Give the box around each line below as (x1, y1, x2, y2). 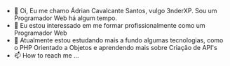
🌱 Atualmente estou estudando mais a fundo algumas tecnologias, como (13, 36, 224, 44)
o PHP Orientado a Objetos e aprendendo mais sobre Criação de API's (13, 44, 217, 51)
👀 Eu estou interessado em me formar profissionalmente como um (13, 22, 205, 29)
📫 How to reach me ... (13, 51, 79, 59)
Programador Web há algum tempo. (13, 14, 118, 22)
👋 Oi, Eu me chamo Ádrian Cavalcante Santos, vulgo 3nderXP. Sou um (13, 7, 217, 15)
